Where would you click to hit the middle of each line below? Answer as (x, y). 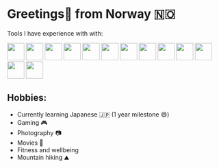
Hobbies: (27, 98)
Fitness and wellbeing (48, 149)
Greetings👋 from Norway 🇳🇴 (91, 14)
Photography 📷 (39, 132)
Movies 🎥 (30, 143)
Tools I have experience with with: (55, 33)
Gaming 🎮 (32, 122)
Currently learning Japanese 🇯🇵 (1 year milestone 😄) (93, 114)
